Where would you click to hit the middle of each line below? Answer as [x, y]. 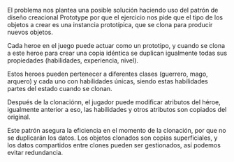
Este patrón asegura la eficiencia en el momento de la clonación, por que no [117, 130]
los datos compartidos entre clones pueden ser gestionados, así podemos [114, 145]
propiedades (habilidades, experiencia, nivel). [73, 60]
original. [19, 117]
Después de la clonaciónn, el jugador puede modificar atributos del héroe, [114, 102]
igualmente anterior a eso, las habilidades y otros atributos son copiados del [117, 110]
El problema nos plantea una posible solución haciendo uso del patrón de [113, 10]
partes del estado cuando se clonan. [60, 89]
